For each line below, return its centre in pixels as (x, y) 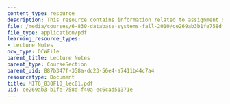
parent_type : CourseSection (47, 64)
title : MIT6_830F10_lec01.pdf (50, 83)
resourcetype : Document (41, 77)
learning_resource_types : (44, 39)
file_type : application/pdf (47, 32)
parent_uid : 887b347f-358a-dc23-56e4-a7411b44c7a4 (81, 70)
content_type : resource (41, 13)
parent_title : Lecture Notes (49, 58)
